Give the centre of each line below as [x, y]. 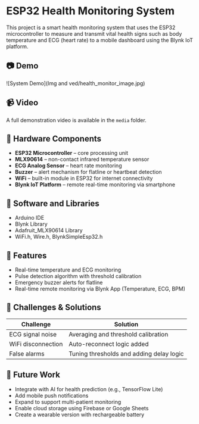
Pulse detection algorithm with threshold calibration [78, 276]
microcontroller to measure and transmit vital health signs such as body [94, 33]
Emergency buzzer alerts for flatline [59, 282]
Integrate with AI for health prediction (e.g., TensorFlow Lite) [89, 389]
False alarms [27, 354]
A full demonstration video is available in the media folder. [77, 120]
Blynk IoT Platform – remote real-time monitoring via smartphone [95, 185]
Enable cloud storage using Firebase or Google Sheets [82, 408]
